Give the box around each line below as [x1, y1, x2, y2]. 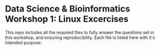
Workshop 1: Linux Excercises [5, 13, 129, 25]
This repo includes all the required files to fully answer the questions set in [5, 29, 154, 35]
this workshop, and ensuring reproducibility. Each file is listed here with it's [5, 35, 155, 40]
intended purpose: [5, 39, 42, 45]
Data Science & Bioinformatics [5, 3, 130, 14]
